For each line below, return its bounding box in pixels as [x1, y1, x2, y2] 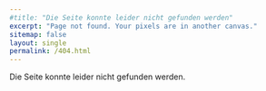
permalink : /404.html [9, 47, 92, 56]
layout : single [9, 38, 67, 48]
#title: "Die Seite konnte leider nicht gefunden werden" [9, 13, 233, 23]
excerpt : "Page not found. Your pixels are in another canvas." [9, 22, 258, 31]
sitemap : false [9, 30, 67, 39]
